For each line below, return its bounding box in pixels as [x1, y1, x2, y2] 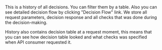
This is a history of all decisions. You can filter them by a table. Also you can [5, 4, 157, 10]
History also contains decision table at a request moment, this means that [5, 29, 152, 34]
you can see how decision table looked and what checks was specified [5, 34, 147, 40]
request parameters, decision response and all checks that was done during [5, 15, 157, 20]
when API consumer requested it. [5, 39, 72, 45]
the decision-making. [5, 19, 48, 25]
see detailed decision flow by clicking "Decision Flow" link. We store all [5, 9, 147, 15]
